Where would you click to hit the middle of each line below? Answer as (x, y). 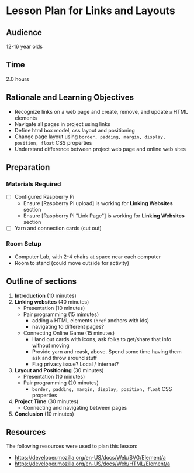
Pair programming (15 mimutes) (61, 314)
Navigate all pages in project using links (63, 124)
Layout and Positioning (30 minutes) (59, 370)
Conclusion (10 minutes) (44, 414)
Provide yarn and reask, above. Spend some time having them (107, 351)
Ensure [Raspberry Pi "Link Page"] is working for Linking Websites (104, 216)
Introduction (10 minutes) (46, 295)
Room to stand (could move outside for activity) (72, 263)
